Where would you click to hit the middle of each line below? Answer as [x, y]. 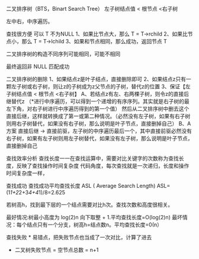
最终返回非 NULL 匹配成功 [38, 66]
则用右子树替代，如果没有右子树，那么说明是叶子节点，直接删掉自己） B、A [99, 124]
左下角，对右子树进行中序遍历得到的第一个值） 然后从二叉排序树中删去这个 [98, 109]
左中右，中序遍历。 [30, 21]
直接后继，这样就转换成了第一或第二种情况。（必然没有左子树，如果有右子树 [98, 116]
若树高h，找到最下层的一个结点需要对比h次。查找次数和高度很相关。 [90, 204]
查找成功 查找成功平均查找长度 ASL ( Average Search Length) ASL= [88, 186]
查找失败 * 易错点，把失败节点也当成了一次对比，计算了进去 [79, 237]
